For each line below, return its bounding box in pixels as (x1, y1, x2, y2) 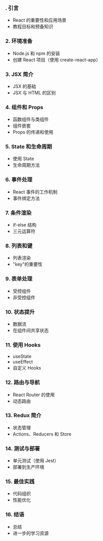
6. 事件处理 (5, 176, 33, 183)
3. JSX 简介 (5, 71, 34, 78)
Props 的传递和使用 (12, 129, 54, 135)
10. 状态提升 (5, 308, 35, 315)
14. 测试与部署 (5, 445, 40, 452)
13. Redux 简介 (5, 412, 42, 419)
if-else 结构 (12, 222, 37, 228)
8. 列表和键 (5, 242, 33, 249)
